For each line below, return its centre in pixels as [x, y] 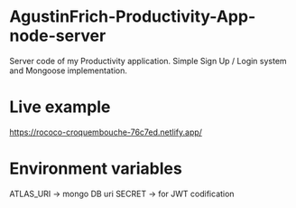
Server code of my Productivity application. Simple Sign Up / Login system [148, 61]
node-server [58, 36]
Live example [60, 107]
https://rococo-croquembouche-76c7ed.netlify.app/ [106, 132]
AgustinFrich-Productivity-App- [133, 17]
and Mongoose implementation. [69, 71]
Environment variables [96, 169]
